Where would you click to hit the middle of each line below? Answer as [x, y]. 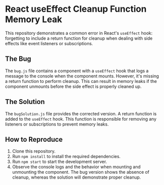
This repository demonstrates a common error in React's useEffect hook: [79, 33]
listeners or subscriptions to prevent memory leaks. [57, 124]
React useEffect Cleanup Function [76, 9]
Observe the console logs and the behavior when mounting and [76, 167]
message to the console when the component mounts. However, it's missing [82, 76]
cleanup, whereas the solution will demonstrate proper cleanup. [76, 177]
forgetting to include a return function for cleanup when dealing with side [79, 38]
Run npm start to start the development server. [59, 162]
